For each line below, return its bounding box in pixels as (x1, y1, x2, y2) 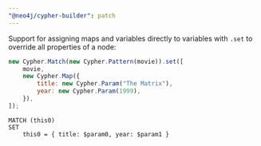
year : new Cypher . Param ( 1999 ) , (37, 87, 141, 96)
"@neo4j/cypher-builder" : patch (8, 11, 116, 20)
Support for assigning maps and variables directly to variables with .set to (8, 34, 253, 43)
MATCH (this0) (8, 116, 56, 124)
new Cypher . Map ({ (22, 73, 81, 81)
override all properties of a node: (8, 41, 117, 52)
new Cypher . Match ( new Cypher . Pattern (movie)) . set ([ (8, 57, 184, 65)
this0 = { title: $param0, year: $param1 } (22, 130, 170, 138)
